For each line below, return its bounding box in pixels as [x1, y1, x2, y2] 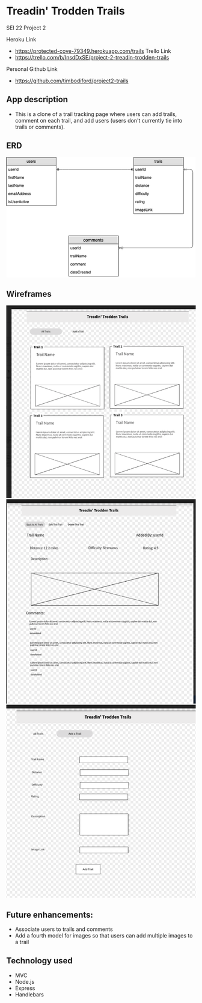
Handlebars [14, 990, 44, 998]
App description [6, 94, 68, 105]
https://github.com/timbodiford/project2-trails [14, 77, 129, 84]
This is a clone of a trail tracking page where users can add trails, [14, 110, 177, 118]
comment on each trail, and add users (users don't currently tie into [14, 117, 183, 124]
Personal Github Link [6, 65, 58, 73]
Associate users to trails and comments [14, 925, 113, 933]
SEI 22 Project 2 [6, 24, 46, 31]
